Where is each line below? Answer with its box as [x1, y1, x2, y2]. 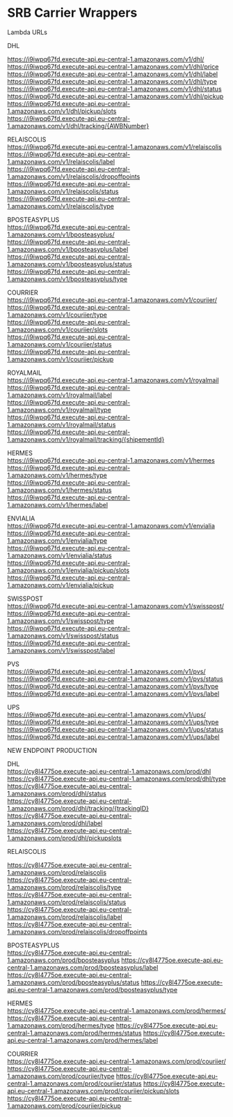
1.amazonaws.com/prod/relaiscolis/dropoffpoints [7, 927, 148, 936]
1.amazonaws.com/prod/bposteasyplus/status [7, 978, 140, 987]
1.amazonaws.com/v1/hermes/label [7, 500, 109, 509]
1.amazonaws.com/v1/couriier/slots [7, 325, 108, 333]
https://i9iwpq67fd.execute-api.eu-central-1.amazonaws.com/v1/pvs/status [7, 675, 224, 683]
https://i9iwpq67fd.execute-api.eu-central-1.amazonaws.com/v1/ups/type [7, 717, 219, 726]
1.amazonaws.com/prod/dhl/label [7, 818, 103, 827]
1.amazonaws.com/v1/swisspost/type [7, 616, 115, 625]
